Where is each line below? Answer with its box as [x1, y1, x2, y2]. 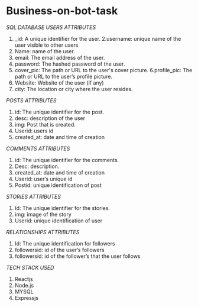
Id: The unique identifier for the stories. [14, 204, 111, 211]
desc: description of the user [14, 114, 86, 122]
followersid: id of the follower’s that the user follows [14, 253, 141, 260]
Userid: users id [14, 127, 54, 134]
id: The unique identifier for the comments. [14, 156, 119, 163]
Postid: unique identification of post [14, 182, 102, 189]
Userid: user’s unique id [14, 175, 73, 182]
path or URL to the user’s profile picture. [14, 73, 113, 80]
